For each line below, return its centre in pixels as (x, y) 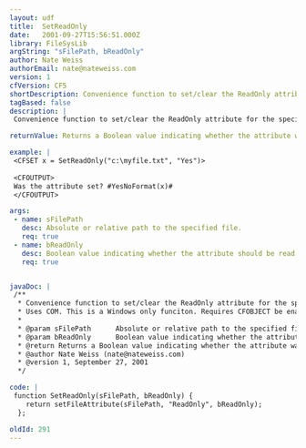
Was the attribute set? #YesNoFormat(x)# (93, 186)
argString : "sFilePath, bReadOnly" (77, 52)
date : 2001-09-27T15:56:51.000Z (75, 35)
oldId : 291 (30, 429)
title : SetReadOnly (49, 26)
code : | (24, 388)
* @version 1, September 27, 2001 (83, 362)
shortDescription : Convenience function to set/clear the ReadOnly (140, 94)
